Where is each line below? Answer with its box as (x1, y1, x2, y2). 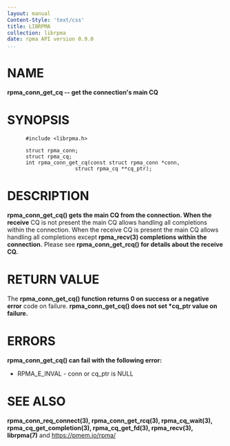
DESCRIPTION (7, 188, 90, 204)
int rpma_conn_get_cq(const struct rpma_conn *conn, (25, 159, 180, 166)
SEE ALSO (7, 394, 66, 409)
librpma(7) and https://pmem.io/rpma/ (7, 431, 116, 439)
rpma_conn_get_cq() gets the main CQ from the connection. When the (7, 211, 212, 219)
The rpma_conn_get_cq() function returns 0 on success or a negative (7, 294, 209, 303)
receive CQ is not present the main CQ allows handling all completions (7, 218, 208, 226)
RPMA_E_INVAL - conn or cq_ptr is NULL (17, 369, 134, 378)
